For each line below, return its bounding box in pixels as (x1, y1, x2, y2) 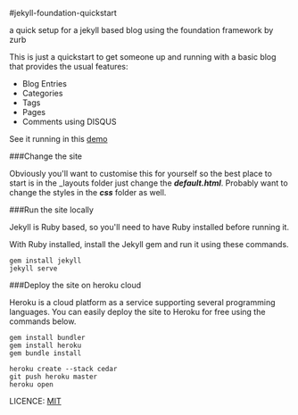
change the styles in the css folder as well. (9, 187, 167, 197)
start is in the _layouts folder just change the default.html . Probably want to (9, 178, 288, 188)
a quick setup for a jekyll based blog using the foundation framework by (9, 25, 274, 35)
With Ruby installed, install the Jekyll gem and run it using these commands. (9, 239, 289, 249)
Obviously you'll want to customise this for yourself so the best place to (9, 169, 272, 178)
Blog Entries (21, 79, 67, 88)
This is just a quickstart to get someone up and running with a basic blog (9, 52, 277, 62)
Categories (21, 88, 63, 98)
